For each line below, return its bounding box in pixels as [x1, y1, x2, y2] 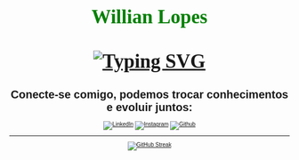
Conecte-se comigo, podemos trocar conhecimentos [10, 88, 289, 101]
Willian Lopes [91, 5, 208, 28]
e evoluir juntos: [106, 100, 193, 114]
